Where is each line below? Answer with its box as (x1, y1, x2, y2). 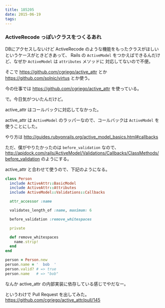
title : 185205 (5, 7, 35, 12)
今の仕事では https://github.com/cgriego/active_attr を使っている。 (5, 85, 142, 92)
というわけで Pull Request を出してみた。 (5, 291, 90, 297)
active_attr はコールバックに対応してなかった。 (5, 106, 102, 112)
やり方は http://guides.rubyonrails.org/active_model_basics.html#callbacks (5, 134, 159, 140)
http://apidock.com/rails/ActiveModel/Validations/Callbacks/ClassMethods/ (5, 150, 159, 156)
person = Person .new (5, 257, 48, 262)
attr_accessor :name (9, 199, 52, 204)
